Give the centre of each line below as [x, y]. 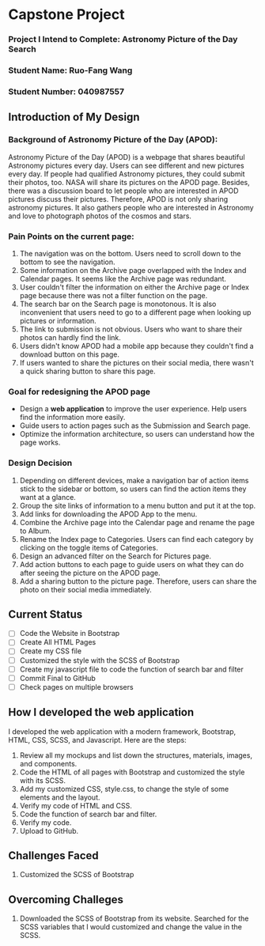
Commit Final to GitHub [58, 678]
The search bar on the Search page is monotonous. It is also [118, 304]
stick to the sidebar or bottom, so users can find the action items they [133, 489]
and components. [48, 763]
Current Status [45, 614]
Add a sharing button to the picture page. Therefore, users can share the [138, 581]
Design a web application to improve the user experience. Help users [133, 409]
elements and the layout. [60, 797]
